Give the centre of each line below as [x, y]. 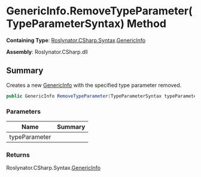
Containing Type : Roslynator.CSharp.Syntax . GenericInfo [76, 40]
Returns [18, 155]
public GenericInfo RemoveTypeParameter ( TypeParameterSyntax [84, 96]
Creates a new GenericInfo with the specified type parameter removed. [94, 85]
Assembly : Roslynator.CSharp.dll [47, 51]
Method [146, 24]
